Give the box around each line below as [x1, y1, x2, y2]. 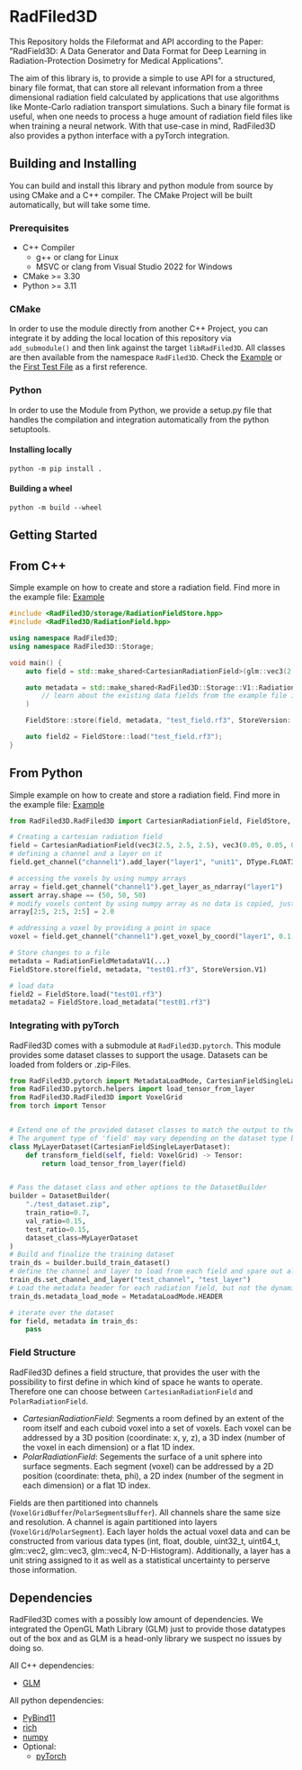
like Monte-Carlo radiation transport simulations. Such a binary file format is [9, 101, 290, 112]
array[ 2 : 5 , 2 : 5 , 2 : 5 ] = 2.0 [9, 908, 115, 917]
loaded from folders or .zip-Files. [9, 1059, 132, 1070]
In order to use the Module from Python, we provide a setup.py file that [9, 404, 272, 415]
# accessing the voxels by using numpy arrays [9, 873, 187, 883]
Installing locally [9, 444, 73, 456]
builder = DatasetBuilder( [9, 1191, 111, 1201]
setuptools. [9, 423, 51, 434]
